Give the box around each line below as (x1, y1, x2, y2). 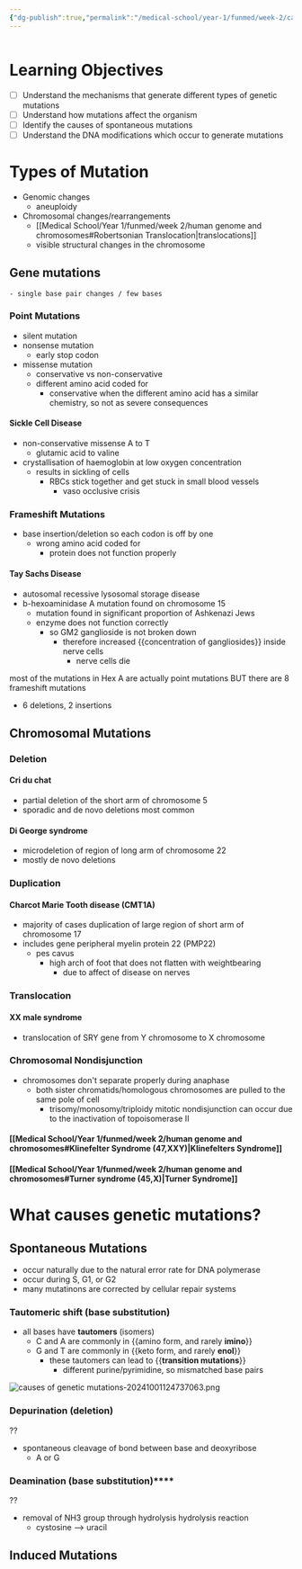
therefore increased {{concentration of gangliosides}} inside (62, 636, 286, 647)
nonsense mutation (22, 339, 94, 351)
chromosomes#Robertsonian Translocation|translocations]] (35, 229, 257, 240)
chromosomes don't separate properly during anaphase (22, 1074, 230, 1085)
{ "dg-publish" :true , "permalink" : (9, 13, 135, 22)
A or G (35, 1452, 60, 1463)
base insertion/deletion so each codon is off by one (22, 528, 214, 540)
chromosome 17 (22, 928, 82, 940)
